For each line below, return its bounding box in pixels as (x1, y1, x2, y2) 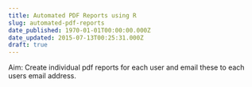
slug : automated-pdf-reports (8, 19, 105, 27)
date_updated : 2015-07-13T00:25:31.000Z (8, 33, 145, 42)
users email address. (8, 71, 77, 81)
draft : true (8, 41, 48, 49)
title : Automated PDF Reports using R (8, 11, 137, 20)
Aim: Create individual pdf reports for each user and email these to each (8, 62, 245, 72)
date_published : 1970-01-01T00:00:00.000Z (8, 26, 151, 34)
